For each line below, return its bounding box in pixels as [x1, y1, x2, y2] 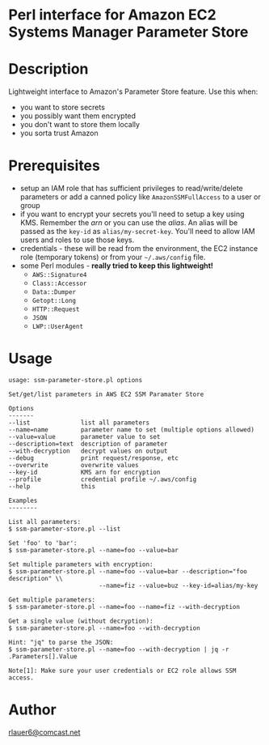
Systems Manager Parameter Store [8, 23, 249, 41]
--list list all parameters [8, 419, 150, 427]
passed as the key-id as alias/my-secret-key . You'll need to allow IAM [19, 227, 256, 236]
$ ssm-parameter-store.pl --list [8, 525, 121, 533]
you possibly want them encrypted [19, 111, 136, 121]
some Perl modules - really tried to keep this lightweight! [19, 261, 214, 270]
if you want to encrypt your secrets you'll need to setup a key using [19, 209, 245, 219]
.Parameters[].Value [8, 653, 78, 661]
